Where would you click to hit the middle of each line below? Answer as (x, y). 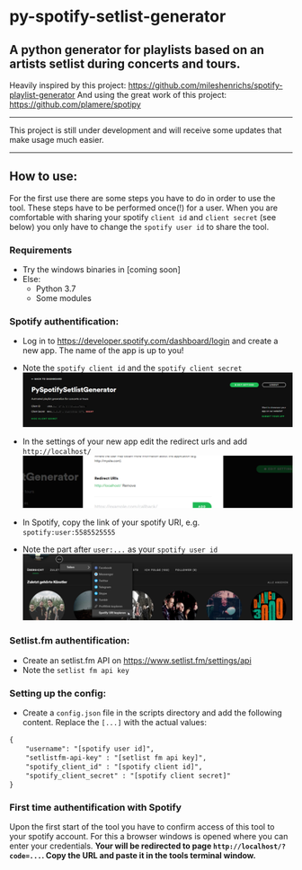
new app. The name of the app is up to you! (103, 351)
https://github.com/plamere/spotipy (75, 104)
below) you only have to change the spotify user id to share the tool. (139, 226)
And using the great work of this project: (152, 95)
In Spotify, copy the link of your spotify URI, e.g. (111, 522)
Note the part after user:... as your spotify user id (120, 549)
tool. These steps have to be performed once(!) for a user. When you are (144, 208)
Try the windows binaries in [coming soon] (102, 270)
